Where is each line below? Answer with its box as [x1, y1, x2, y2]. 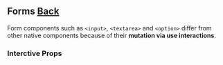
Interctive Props [7, 48, 62, 58]
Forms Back [7, 6, 60, 17]
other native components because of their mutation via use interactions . [7, 31, 217, 39]
